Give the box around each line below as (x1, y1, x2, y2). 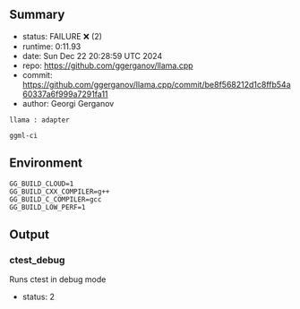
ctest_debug (9, 253, 65, 266)
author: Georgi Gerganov (21, 98, 115, 108)
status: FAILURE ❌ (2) (21, 30, 103, 41)
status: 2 (21, 291, 56, 303)
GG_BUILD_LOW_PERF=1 (9, 202, 87, 211)
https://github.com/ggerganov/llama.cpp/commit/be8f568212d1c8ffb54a (21, 79, 291, 90)
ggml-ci (9, 131, 39, 140)
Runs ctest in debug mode (9, 274, 107, 285)
